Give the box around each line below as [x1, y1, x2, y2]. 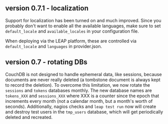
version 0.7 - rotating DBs [5, 58, 88, 67]
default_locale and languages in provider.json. [5, 43, 102, 49]
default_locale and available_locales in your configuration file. [5, 28, 139, 34]
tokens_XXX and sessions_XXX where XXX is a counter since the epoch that [5, 93, 159, 99]
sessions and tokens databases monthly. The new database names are [5, 87, 152, 93]
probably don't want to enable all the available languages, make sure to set [5, 23, 161, 29]
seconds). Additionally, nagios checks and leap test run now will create [5, 103, 156, 109]
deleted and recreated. [5, 114, 53, 120]
